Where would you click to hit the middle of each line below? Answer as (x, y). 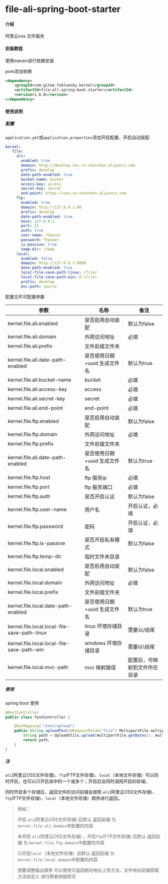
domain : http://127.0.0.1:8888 (53, 263)
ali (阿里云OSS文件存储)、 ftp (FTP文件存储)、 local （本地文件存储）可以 (80, 775)
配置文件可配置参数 (25, 297)
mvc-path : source (39, 286)
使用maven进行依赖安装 (29, 61)
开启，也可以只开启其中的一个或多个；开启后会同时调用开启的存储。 (79, 781)
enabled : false (36, 258)
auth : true (32, 231)
